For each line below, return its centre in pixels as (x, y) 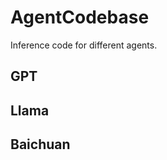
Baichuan (40, 144)
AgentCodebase (80, 17)
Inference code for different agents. (84, 45)
